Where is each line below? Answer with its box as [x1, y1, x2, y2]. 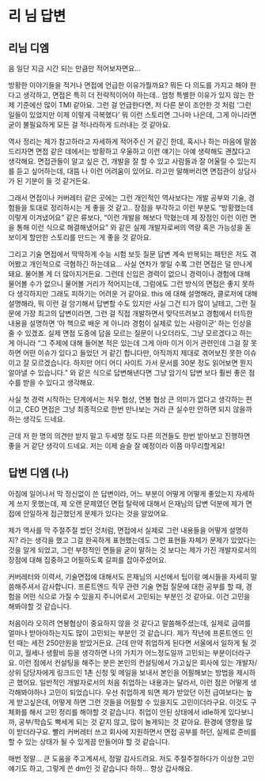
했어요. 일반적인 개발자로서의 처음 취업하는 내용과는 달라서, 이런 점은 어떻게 [16, 677, 249, 687]
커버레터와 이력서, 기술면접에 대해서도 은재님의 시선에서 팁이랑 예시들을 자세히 [8, 572, 249, 581]
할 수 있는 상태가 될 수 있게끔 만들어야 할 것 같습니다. [8, 737, 170, 746]
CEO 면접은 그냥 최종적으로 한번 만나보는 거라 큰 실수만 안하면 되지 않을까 [25, 405, 252, 413]
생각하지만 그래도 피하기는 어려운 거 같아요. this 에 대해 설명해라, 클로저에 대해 [16, 289, 258, 298]
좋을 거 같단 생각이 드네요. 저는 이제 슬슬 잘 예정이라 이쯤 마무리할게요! [8, 441, 225, 451]
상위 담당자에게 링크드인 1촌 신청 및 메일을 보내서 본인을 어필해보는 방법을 [8, 667, 235, 677]
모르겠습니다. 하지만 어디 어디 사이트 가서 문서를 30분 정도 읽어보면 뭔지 [31, 358, 253, 368]
